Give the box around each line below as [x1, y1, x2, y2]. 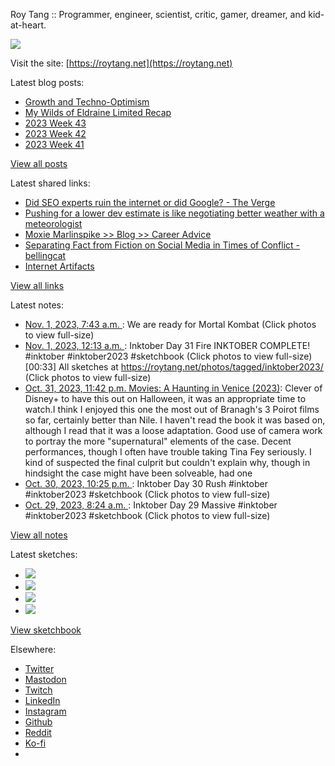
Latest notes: [10, 299, 64, 311]
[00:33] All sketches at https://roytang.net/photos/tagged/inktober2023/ [24, 361, 324, 373]
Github [24, 716, 53, 728]
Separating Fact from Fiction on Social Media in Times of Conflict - [24, 239, 300, 251]
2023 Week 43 [24, 117, 87, 129]
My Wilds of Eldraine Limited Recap [24, 107, 172, 118]
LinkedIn [24, 695, 61, 706]
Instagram [24, 705, 67, 717]
